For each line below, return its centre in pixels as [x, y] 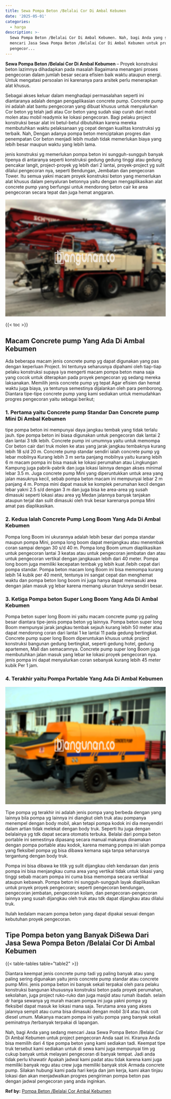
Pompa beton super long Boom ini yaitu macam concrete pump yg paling [82, 616]
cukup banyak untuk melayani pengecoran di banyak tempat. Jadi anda [80, 1054]
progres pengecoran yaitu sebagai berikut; [50, 399]
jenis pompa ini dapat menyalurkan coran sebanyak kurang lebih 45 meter [83, 660]
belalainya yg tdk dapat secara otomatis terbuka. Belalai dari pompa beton [83, 834]
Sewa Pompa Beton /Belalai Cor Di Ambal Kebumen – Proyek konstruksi [81, 63]
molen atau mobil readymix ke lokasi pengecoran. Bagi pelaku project [78, 117]
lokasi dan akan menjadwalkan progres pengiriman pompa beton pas [78, 1075]
